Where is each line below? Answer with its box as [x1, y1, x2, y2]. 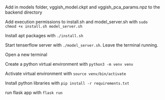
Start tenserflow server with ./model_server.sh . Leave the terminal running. [5, 42, 159, 48]
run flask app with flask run [5, 90, 63, 95]
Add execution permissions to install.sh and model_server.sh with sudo [5, 19, 148, 25]
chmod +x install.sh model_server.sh [5, 24, 83, 29]
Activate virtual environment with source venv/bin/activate [5, 71, 127, 76]
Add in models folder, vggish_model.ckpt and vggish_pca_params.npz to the [5, 4, 160, 10]
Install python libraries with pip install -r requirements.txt [5, 80, 130, 86]
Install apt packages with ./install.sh [5, 33, 84, 38]
